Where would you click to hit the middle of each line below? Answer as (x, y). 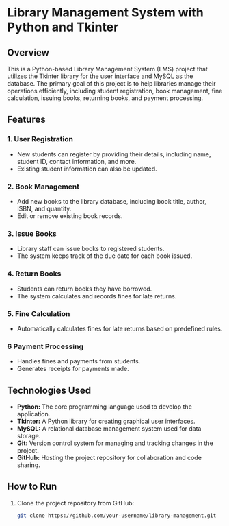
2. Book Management (43, 187)
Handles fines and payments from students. (79, 361)
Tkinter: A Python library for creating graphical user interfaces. (106, 421)
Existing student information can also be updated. (87, 169)
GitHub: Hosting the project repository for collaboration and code (109, 457)
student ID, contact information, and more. (77, 161)
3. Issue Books (32, 233)
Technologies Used (49, 390)
